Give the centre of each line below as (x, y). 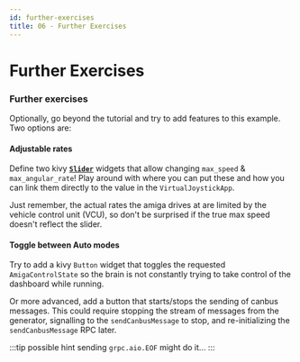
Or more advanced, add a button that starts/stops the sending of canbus (144, 302)
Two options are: (41, 128)
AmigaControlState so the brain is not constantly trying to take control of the (150, 275)
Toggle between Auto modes (64, 245)
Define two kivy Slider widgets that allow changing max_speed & (127, 168)
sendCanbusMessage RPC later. (63, 330)
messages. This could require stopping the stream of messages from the (144, 311)
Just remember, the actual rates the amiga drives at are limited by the (138, 205)
